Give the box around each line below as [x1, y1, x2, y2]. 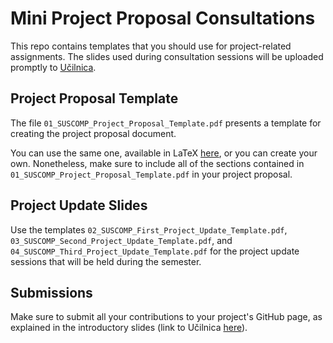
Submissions [10, 284, 93, 301]
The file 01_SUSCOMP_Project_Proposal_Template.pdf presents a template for [10, 117, 322, 129]
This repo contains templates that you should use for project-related [10, 40, 292, 52]
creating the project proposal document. [10, 127, 177, 139]
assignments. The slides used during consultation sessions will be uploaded [10, 50, 324, 62]
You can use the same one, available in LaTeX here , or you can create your [10, 147, 318, 159]
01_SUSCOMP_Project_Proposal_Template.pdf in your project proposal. [10, 168, 293, 180]
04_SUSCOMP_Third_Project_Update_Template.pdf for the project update [10, 245, 300, 257]
